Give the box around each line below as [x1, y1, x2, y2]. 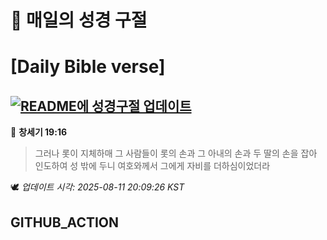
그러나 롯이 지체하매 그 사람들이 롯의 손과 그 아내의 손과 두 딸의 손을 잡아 [34, 147, 318, 160]
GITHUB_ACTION [10, 214, 120, 231]
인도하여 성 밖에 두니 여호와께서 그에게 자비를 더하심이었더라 [34, 160, 271, 172]
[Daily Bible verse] [10, 56, 166, 78]
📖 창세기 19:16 [10, 126, 68, 138]
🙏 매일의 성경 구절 [10, 9, 148, 32]
